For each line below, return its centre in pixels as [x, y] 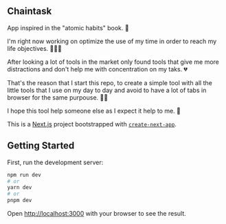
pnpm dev [20, 201]
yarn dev [20, 188]
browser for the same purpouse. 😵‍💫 [58, 97]
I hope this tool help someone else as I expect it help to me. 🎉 [94, 111]
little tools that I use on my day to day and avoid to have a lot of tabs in [107, 90]
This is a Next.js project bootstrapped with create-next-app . [92, 124]
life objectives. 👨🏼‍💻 [34, 48]
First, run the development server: [55, 162]
